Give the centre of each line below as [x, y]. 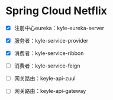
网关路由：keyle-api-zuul [45, 79]
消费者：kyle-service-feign [47, 66]
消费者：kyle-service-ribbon [49, 53]
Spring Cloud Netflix [56, 11]
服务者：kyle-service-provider [51, 41]
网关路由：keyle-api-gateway [50, 91]
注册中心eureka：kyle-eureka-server [59, 28]
